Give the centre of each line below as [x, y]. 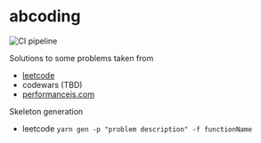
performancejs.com [58, 94]
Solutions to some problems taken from [82, 58]
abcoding [45, 16]
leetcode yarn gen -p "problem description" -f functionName [137, 128]
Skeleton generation [46, 111]
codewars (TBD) [52, 84]
